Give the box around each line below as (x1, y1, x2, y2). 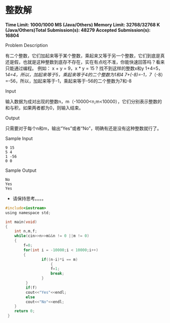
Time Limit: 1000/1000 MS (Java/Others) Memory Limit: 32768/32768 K (5, 21, 160, 28)
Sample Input (5, 135, 33, 142)
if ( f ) (25, 285, 37, 290)
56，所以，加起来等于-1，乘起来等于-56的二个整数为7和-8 (10, 78, 132, 84)
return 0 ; (14, 309, 35, 314)
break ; (50, 271, 65, 276)
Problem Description (5, 42, 48, 48)
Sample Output (5, 167, 37, 173)
